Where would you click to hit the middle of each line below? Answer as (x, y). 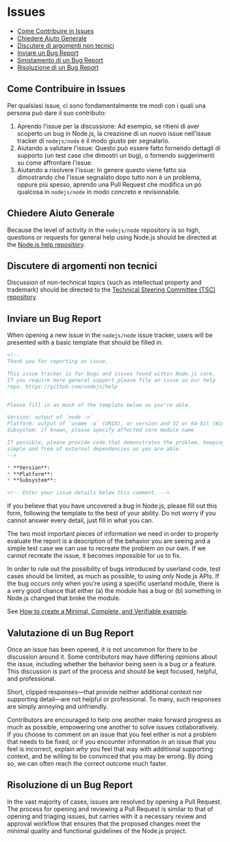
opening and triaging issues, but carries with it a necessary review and (107, 816)
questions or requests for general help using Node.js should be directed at (112, 237)
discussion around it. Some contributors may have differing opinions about (112, 657)
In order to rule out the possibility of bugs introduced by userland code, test (114, 569)
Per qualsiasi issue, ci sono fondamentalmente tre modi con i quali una (106, 105)
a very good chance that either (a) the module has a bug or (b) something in (114, 591)
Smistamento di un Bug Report (60, 60)
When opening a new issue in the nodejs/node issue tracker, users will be (110, 335)
